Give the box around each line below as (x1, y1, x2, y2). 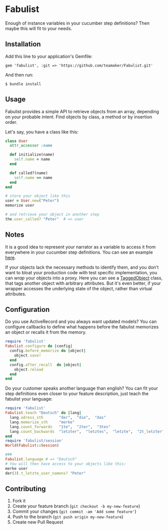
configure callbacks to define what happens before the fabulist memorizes (5, 324, 159, 330)
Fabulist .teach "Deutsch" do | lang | (5, 410, 81, 416)
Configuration (5, 305, 50, 314)
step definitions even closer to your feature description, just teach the (5, 391, 149, 397)
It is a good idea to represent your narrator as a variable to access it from (5, 244, 156, 250)
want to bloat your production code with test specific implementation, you (5, 269, 157, 275)
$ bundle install (5, 81, 41, 86)
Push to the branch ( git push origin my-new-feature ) (12, 514, 123, 520)
